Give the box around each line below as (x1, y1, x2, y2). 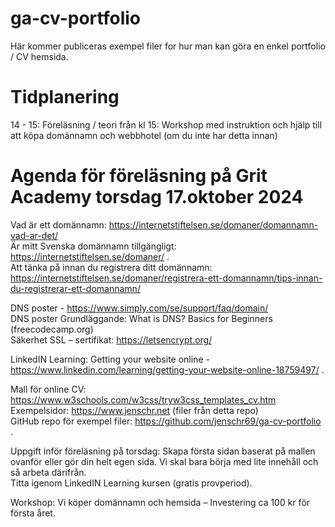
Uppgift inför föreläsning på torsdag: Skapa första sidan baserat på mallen (10, 445, 316, 457)
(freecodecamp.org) (10, 323, 94, 335)
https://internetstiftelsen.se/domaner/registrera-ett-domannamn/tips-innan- (10, 272, 323, 284)
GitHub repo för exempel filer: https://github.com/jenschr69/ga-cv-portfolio (10, 415, 322, 427)
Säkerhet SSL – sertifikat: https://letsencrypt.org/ (10, 333, 213, 346)
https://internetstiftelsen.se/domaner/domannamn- (108, 218, 319, 231)
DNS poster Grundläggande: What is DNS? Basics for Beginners (10, 312, 273, 324)
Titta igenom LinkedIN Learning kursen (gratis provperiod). (10, 477, 253, 489)
